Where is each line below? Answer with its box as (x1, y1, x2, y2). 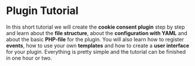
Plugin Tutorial (6, 4, 79, 18)
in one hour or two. (6, 54, 52, 61)
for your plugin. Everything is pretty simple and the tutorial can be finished (6, 48, 186, 55)
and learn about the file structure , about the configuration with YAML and (6, 29, 188, 36)
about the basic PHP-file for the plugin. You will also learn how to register (6, 36, 184, 43)
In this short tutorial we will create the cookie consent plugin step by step (6, 23, 185, 30)
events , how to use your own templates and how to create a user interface (6, 42, 190, 49)
